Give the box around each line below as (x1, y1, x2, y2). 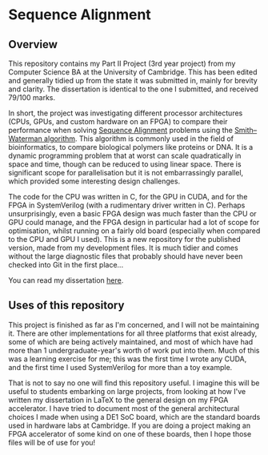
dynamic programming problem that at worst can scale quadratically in (8, 151, 242, 160)
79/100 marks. (8, 93, 56, 102)
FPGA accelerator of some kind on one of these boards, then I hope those (8, 429, 252, 438)
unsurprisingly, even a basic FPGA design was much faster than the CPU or (8, 209, 258, 218)
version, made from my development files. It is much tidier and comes (8, 243, 238, 252)
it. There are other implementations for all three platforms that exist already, (8, 328, 258, 338)
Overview (8, 38, 58, 51)
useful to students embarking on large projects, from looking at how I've (8, 386, 246, 396)
